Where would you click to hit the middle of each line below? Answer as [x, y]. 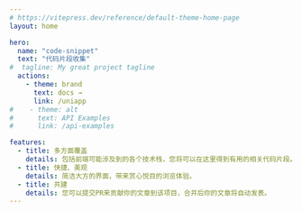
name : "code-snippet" [58, 50]
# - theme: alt [44, 109]
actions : [34, 76]
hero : [19, 42]
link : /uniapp [60, 101]
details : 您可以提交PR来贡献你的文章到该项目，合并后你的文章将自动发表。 [149, 193]
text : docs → [58, 92]
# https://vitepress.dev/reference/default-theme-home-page [125, 18]
